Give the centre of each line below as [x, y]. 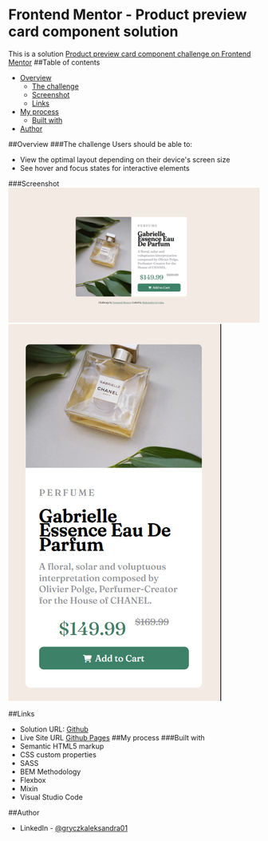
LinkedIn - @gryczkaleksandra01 [74, 827]
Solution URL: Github [54, 729]
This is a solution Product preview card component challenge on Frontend [130, 54]
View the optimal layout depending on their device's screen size [125, 159]
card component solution [93, 32]
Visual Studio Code [51, 797]
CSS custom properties [58, 754]
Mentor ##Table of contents [54, 62]
